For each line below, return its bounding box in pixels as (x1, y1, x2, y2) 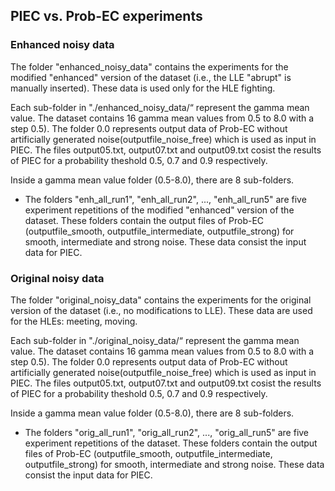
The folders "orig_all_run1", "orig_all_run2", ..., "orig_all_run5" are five (24, 426, 310, 438)
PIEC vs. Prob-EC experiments (10, 8, 203, 25)
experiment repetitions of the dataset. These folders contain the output (24, 437, 318, 449)
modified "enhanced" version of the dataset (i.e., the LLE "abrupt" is (10, 71, 292, 83)
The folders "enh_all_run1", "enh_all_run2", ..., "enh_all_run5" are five (24, 193, 307, 205)
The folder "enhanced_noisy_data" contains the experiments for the (10, 60, 289, 73)
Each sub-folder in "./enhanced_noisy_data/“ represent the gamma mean (10, 101, 310, 113)
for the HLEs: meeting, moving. (10, 315, 138, 327)
